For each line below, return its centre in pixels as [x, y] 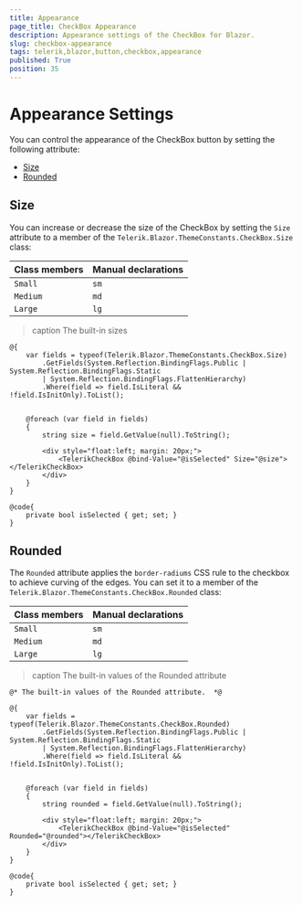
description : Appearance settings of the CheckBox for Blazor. [132, 35]
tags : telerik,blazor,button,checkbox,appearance [106, 52]
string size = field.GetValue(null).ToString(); [136, 435]
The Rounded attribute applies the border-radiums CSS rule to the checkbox [150, 573]
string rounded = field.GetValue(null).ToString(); [143, 804]
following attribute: [45, 149]
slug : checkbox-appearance [61, 43]
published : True [40, 60]
